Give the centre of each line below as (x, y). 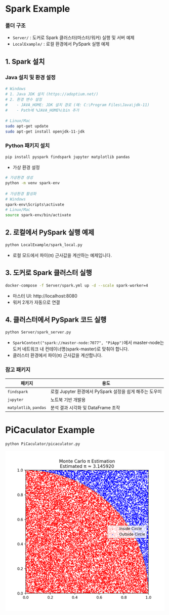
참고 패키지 (18, 370)
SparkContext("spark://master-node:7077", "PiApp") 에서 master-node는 (88, 343)
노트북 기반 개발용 (68, 400)
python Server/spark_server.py (38, 332)
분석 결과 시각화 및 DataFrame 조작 (85, 407)
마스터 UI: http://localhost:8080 (45, 296)
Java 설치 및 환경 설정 (30, 77)
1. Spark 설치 (25, 61)
